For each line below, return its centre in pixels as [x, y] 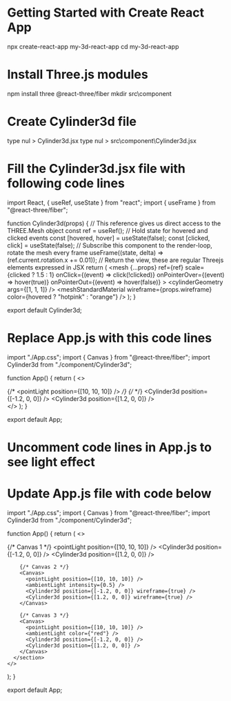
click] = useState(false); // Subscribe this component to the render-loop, [110, 245]
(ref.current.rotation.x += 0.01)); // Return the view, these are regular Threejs [115, 260]
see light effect [51, 462]
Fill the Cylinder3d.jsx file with [97, 169]
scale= [195, 267]
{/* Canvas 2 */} [44, 567]
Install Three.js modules [78, 75]
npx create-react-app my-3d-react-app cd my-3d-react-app [93, 46]
